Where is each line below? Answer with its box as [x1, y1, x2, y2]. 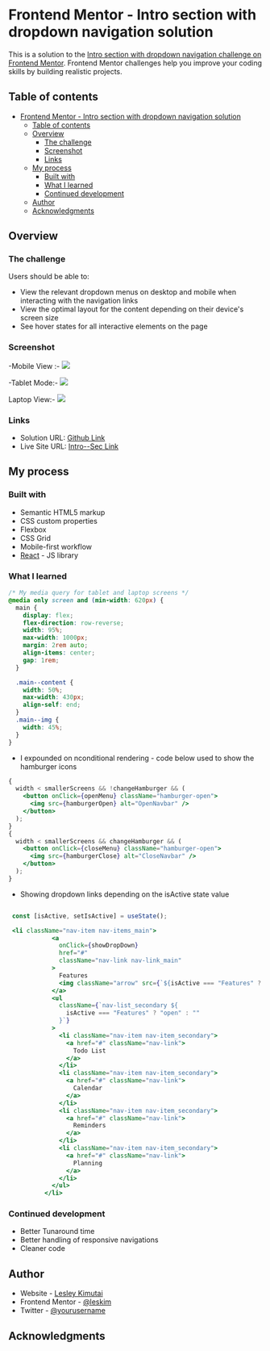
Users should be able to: [8, 272, 90, 282]
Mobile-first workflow [19, 542, 93, 551]
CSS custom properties [19, 516, 98, 525]
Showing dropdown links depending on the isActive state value [19, 889, 230, 899]
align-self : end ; [23, 701, 81, 709]
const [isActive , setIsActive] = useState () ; [11, 912, 168, 920]
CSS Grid [19, 533, 51, 542]
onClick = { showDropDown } [59, 942, 139, 950]
